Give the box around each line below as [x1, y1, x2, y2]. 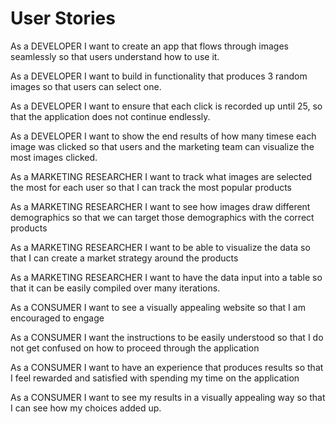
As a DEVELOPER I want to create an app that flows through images [10, 40, 289, 52]
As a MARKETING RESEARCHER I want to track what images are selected [10, 170, 313, 182]
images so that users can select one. [10, 80, 162, 92]
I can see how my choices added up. [10, 402, 162, 414]
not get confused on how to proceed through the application [10, 342, 260, 354]
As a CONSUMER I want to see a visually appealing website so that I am [10, 301, 306, 313]
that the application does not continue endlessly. [10, 110, 211, 122]
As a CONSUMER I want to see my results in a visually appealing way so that [10, 391, 326, 403]
